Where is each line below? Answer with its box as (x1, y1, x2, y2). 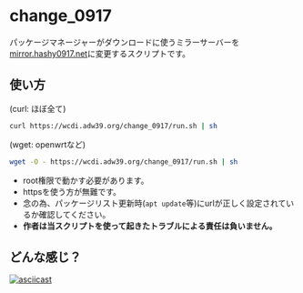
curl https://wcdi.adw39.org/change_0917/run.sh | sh (9, 121, 218, 130)
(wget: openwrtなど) (9, 138, 86, 150)
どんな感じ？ (9, 249, 82, 265)
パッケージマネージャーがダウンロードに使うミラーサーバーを (9, 36, 240, 47)
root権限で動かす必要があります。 (22, 175, 149, 186)
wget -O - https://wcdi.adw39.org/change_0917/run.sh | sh (9, 157, 238, 167)
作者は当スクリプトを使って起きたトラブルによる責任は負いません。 (22, 220, 278, 231)
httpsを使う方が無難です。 (22, 186, 121, 197)
